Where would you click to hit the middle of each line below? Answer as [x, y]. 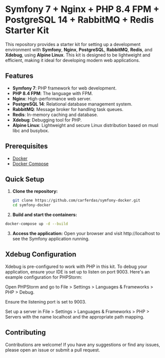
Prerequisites [26, 146]
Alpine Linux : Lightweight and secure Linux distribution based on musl [85, 125]
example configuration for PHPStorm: [44, 277]
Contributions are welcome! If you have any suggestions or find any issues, [83, 344]
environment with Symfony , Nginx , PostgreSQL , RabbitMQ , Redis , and [79, 49]
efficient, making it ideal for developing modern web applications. [73, 60]
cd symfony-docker [31, 205]
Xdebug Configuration [41, 254]
